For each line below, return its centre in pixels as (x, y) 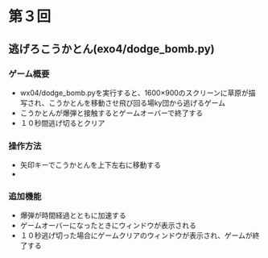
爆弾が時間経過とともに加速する (73, 215)
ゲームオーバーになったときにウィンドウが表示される (108, 226)
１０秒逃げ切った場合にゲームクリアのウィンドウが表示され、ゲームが (136, 235)
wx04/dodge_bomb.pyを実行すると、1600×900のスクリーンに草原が (134, 93)
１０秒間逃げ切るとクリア (62, 123)
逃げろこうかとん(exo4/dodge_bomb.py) (111, 49)
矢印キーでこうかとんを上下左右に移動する (90, 165)
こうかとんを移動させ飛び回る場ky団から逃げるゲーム (137, 102)
